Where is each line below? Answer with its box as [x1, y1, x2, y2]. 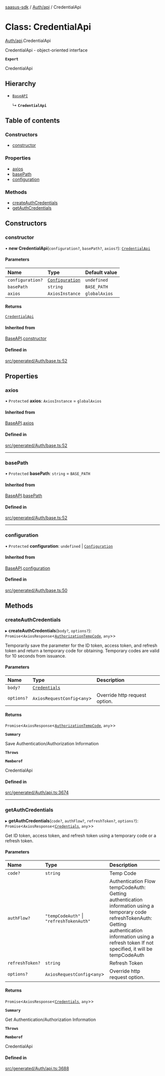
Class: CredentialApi [5, 22, 91, 32]
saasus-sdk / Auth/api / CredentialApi [5, 4, 82, 10]
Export [5, 57, 19, 62]
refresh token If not [110, 939, 154, 946]
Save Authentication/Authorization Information [5, 741, 99, 747]
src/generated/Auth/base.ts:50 [5, 588, 68, 594]
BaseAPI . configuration [5, 565, 51, 571]
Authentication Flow [110, 878, 156, 885]
